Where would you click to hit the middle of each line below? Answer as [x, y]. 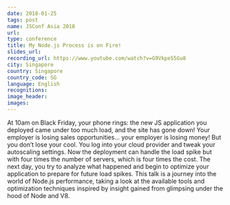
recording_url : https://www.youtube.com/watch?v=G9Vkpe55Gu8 [97, 58]
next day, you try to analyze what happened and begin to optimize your [108, 166]
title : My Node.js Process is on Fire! [64, 45]
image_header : [28, 97]
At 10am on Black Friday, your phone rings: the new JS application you [107, 122]
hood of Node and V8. [39, 195]
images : [18, 103]
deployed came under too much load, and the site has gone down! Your [108, 130]
